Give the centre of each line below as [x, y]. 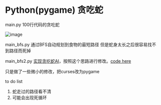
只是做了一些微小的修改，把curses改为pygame [52, 71]
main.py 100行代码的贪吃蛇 [32, 25]
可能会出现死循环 [29, 97]
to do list [14, 81]
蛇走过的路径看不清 [32, 91]
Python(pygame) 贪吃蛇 [54, 10]
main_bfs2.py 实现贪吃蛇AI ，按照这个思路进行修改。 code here [68, 61]
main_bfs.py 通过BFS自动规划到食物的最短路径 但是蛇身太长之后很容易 [76, 44]
